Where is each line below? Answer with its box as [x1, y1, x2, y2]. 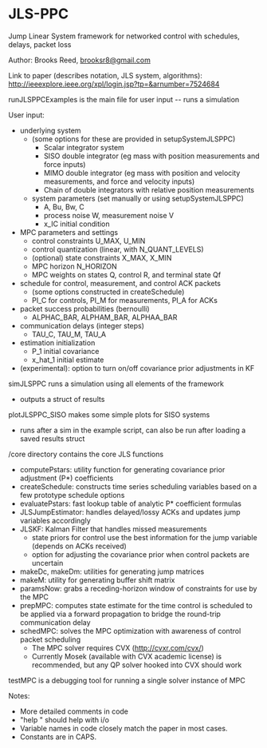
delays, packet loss [8, 39, 72, 49]
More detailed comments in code [19, 706, 129, 716]
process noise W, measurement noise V [43, 210, 174, 220]
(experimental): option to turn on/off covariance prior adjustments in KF [19, 363, 255, 372]
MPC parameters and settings [19, 227, 118, 237]
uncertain [31, 558, 64, 567]
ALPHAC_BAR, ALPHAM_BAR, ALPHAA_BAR [31, 312, 178, 322]
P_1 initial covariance [31, 346, 100, 356]
